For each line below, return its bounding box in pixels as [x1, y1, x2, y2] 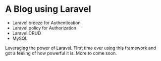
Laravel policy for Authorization [12, 25, 77, 30]
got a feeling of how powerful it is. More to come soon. [5, 50, 117, 56]
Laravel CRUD [12, 30, 41, 36]
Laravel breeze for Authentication [12, 20, 81, 26]
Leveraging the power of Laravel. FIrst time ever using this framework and [5, 45, 156, 51]
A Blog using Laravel [5, 3, 92, 15]
